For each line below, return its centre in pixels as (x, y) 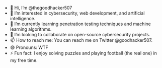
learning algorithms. (31, 29)
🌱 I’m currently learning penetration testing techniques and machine (80, 24)
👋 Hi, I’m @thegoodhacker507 (41, 8)
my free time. (24, 60)
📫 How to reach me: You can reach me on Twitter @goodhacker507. (81, 40)
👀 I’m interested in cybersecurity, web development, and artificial (77, 13)
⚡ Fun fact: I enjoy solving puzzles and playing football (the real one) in (84, 53)
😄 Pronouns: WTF (29, 47)
